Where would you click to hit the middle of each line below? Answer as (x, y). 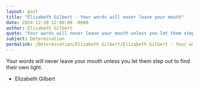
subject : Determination (36, 39)
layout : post (22, 11)
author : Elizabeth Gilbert (39, 28)
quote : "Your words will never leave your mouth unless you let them (94, 34)
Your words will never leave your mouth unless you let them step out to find (98, 61)
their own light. (24, 67)
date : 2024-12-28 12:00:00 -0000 (47, 22)
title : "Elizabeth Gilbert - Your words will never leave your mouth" (95, 17)
